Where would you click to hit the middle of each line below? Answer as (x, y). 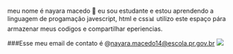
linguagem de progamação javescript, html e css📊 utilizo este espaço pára (116, 19)
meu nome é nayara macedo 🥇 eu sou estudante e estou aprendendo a (110, 11)
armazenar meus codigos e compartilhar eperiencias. (85, 29)
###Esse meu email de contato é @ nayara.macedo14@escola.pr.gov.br (111, 43)
